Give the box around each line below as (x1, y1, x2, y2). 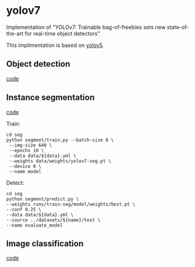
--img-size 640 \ (8, 142, 52, 148)
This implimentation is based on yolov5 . (6, 41, 104, 49)
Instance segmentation (6, 93, 95, 103)
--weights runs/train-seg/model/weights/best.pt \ (6, 201, 136, 207)
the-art (6, 29, 24, 37)
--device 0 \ (8, 163, 42, 169)
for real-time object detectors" (25, 29, 100, 37)
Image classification (6, 238, 84, 248)
